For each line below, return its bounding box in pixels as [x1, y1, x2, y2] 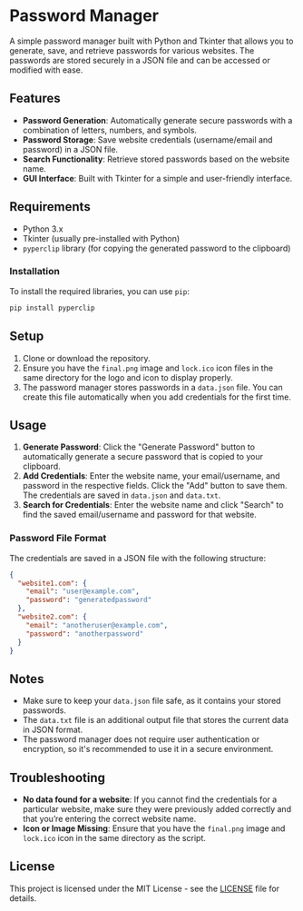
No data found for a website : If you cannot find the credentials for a [22, 794, 278, 805]
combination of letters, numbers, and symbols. [22, 124, 198, 135]
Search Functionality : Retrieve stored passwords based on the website [22, 153, 290, 164]
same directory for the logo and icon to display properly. [22, 371, 233, 382]
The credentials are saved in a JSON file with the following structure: [9, 552, 267, 563]
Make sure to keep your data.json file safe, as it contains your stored [22, 696, 281, 707]
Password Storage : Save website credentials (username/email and [22, 134, 273, 145]
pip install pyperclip [9, 303, 95, 312]
